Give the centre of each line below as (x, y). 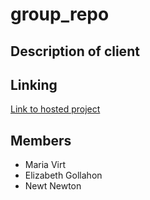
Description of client (75, 51)
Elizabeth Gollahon (63, 175)
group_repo (60, 14)
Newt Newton (53, 186)
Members (41, 140)
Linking (34, 84)
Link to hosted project (55, 109)
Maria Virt (45, 165)
